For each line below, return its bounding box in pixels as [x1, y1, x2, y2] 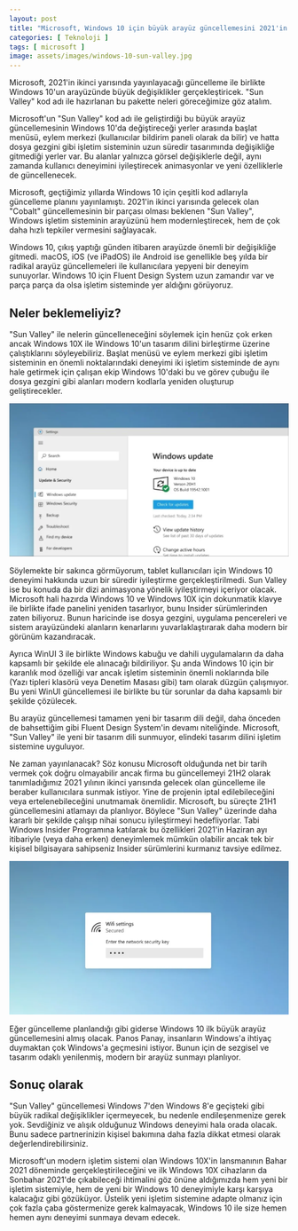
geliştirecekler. [9, 385, 63, 396]
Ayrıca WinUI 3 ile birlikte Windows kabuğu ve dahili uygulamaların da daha [9, 648, 284, 659]
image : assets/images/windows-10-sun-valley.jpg [9, 51, 192, 61]
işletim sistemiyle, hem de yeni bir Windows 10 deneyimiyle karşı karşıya [9, 1184, 273, 1195]
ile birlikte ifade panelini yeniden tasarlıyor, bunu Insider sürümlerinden [9, 603, 268, 613]
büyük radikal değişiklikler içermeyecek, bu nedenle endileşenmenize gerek [9, 1110, 286, 1121]
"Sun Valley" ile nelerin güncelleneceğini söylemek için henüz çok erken [9, 328, 273, 339]
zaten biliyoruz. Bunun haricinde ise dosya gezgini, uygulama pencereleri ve [9, 612, 287, 623]
